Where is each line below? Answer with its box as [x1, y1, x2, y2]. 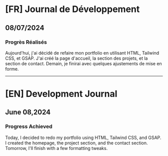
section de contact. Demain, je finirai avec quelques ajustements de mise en [5, 60, 162, 66]
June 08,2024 [5, 108, 51, 116]
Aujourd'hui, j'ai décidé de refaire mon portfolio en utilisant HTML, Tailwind [5, 50, 159, 56]
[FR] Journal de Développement [5, 4, 140, 15]
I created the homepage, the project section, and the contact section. [5, 139, 148, 146]
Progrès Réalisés [5, 39, 47, 46]
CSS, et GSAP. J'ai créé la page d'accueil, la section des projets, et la [5, 55, 148, 61]
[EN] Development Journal [5, 88, 117, 100]
